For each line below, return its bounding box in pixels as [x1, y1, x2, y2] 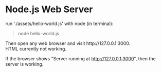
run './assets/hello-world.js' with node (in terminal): [5, 20, 114, 27]
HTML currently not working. [5, 45, 67, 52]
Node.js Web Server [5, 4, 93, 15]
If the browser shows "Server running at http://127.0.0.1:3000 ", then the [5, 55, 156, 62]
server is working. [5, 61, 44, 67]
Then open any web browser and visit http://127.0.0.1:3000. [5, 40, 131, 46]
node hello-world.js [17, 30, 60, 36]
